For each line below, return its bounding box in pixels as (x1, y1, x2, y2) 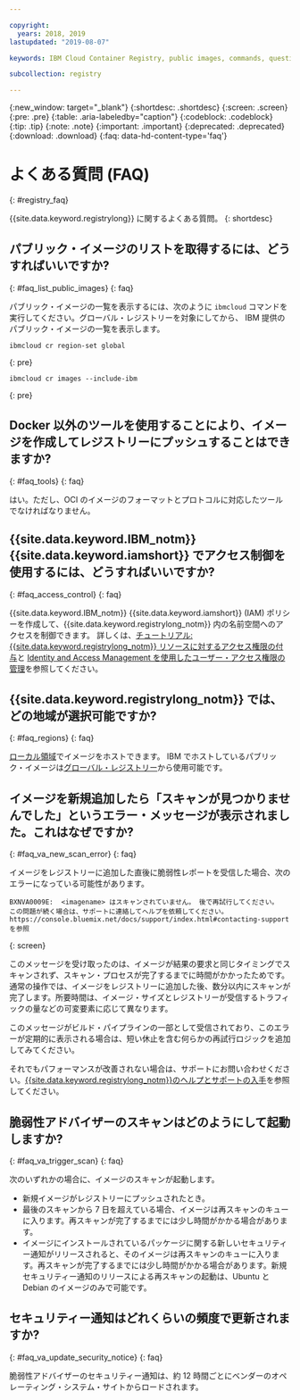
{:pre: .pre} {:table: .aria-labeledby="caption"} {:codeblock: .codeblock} (9, 112, 274, 122)
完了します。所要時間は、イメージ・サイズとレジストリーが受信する (9, 992, 259, 1003)
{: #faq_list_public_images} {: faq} (9, 282, 134, 293)
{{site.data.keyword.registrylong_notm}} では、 (9, 691, 283, 706)
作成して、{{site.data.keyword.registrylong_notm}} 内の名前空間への (24, 618, 277, 629)
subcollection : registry (9, 70, 102, 79)
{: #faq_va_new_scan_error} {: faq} (9, 849, 137, 860)
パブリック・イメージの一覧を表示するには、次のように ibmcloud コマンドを (9, 301, 288, 312)
